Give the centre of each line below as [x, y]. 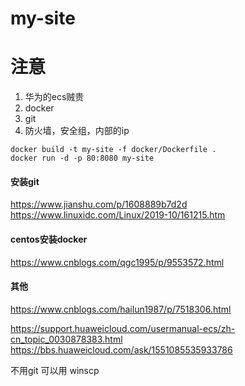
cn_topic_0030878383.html [66, 339]
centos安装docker [49, 239]
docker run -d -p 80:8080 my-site [82, 158]
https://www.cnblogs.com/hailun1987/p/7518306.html [121, 309]
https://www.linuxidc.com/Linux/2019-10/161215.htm [118, 215]
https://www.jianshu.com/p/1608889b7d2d [99, 204]
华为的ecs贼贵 [54, 97]
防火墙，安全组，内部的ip [77, 131]
